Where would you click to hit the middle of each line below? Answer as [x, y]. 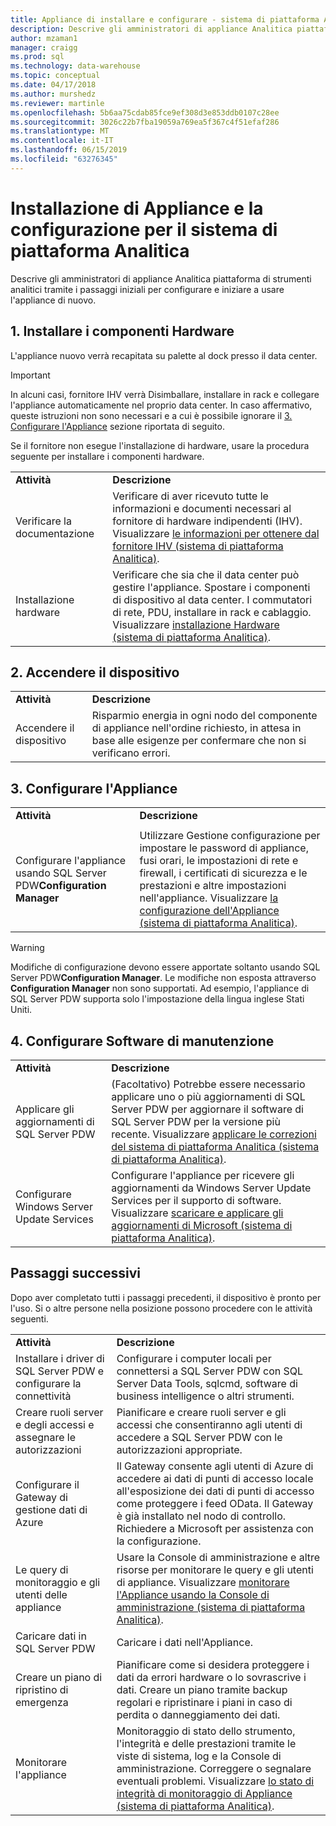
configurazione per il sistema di [144, 229]
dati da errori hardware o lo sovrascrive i [211, 1677]
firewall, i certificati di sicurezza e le [223, 873]
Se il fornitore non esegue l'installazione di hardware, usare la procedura [160, 445]
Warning [27, 948]
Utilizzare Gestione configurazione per [230, 836]
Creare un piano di [59, 1677]
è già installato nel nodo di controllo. [201, 1516]
